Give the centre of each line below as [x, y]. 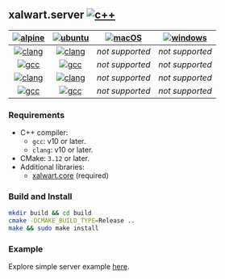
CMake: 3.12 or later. [55, 159]
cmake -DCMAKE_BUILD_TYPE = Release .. [72, 221]
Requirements [37, 115]
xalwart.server [46, 15]
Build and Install [40, 197]
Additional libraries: [52, 167]
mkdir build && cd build [50, 213]
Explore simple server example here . [69, 267]
